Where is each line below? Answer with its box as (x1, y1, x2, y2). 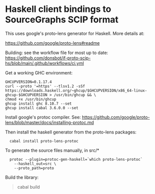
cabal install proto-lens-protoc (9, 138, 79, 143)
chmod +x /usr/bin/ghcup (5, 97, 56, 102)
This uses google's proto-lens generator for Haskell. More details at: (5, 30, 145, 36)
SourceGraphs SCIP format (5, 14, 119, 25)
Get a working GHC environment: (5, 69, 73, 75)
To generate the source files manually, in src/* (5, 147, 100, 153)
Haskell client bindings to (5, 3, 111, 15)
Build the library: (5, 174, 39, 180)
